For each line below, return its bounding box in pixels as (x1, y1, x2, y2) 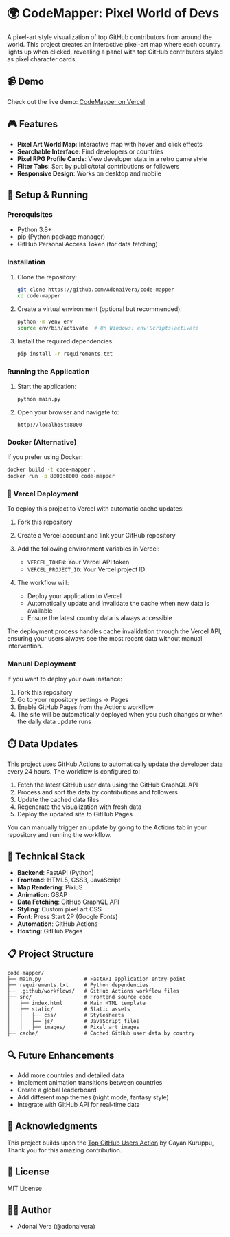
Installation (7, 257, 46, 267)
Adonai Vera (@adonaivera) (16, 1223, 96, 1231)
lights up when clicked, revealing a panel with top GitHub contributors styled (7, 47, 223, 56)
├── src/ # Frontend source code (7, 994, 152, 1001)
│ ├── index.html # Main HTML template (7, 1000, 146, 1007)
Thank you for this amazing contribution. (7, 1145, 122, 1154)
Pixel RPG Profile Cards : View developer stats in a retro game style (16, 154, 207, 162)
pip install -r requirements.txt (16, 350, 113, 358)
